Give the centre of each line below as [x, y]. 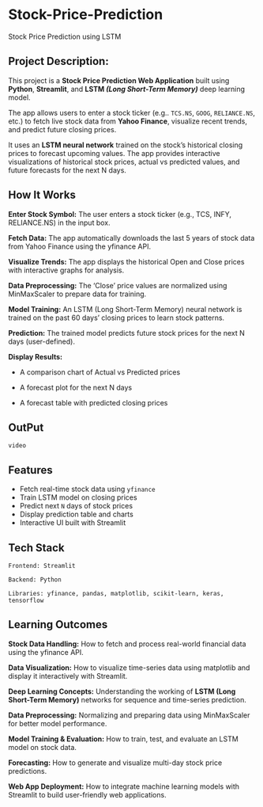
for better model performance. [58, 723]
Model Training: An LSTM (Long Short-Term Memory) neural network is [125, 309]
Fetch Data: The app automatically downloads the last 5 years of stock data [131, 238]
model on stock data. [43, 747]
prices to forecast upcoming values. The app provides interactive [114, 153]
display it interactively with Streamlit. [68, 676]
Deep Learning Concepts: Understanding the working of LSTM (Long [122, 691]
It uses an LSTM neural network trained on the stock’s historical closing [126, 145]
